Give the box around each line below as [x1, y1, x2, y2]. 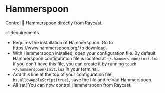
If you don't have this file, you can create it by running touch [12, 61, 137, 67]
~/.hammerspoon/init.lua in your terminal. [12, 66, 99, 72]
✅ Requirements [5, 29, 39, 35]
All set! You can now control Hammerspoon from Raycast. [12, 82, 132, 88]
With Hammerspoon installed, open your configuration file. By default [12, 50, 156, 56]
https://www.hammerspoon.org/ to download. [12, 45, 107, 51]
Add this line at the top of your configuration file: [12, 71, 113, 77]
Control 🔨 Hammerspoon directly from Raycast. [5, 20, 103, 26]
